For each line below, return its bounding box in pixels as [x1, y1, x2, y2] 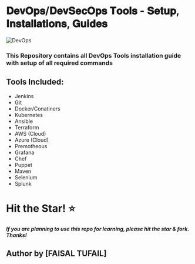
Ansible [14, 118, 33, 125]
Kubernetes [14, 111, 43, 118]
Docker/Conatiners [14, 105, 60, 112]
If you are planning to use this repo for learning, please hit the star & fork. [6, 225, 190, 232]
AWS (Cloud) [14, 130, 46, 137]
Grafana [14, 149, 35, 156]
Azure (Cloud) [14, 136, 49, 143]
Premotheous [14, 142, 48, 149]
